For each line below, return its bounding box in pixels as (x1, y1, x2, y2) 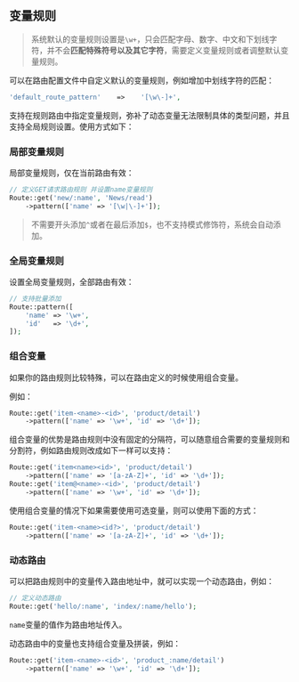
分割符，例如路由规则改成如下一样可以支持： (9, 445, 174, 456)
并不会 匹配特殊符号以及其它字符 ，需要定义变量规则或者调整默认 (46, 45, 281, 55)
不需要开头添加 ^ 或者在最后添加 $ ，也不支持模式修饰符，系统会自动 (30, 219, 274, 230)
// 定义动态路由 (9, 593, 61, 603)
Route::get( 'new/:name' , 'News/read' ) (9, 193, 153, 202)
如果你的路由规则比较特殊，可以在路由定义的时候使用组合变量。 (9, 372, 243, 383)
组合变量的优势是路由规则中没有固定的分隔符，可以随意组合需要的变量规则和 (9, 434, 290, 445)
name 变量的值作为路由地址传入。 (9, 619, 127, 629)
